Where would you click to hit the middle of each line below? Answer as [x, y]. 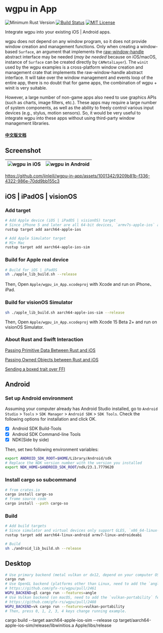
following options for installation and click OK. [51, 419]
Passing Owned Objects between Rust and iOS [52, 359]
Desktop [18, 564]
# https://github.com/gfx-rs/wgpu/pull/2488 [51, 602]
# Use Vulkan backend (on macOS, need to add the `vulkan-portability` [79, 597]
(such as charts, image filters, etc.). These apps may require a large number [81, 102]
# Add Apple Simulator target [36, 238]
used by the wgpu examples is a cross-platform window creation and [74, 67]
